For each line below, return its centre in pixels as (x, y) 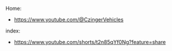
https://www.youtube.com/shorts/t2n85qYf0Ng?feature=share (90, 42)
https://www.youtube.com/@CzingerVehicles (69, 19)
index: (13, 31)
